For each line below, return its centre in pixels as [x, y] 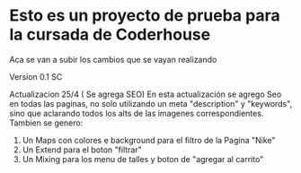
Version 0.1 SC [36, 76]
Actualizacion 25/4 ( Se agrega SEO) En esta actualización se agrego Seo [146, 94]
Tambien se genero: [46, 123]
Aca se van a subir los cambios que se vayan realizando [113, 59]
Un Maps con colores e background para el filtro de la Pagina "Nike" [149, 140]
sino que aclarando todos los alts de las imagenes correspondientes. [137, 113]
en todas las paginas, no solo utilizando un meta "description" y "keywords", [151, 103]
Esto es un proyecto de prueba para [145, 16]
